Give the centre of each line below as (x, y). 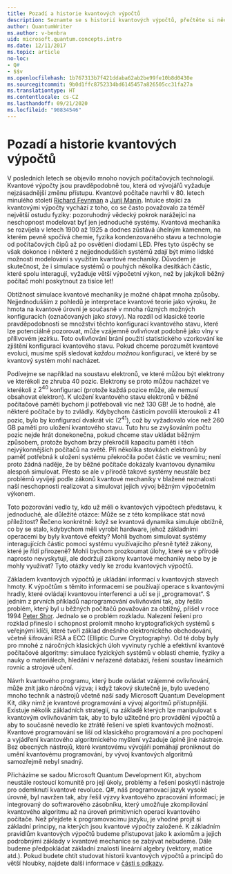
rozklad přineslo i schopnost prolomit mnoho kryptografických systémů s (111, 623)
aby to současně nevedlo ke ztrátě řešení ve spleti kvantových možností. (110, 725)
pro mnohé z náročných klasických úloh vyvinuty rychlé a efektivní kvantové (116, 645)
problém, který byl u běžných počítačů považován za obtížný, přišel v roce (113, 608)
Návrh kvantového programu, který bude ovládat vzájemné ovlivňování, (109, 681)
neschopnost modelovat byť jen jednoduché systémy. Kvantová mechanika (114, 222)
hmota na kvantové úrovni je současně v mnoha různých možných (101, 309)
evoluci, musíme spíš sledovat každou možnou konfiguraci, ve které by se (112, 353)
